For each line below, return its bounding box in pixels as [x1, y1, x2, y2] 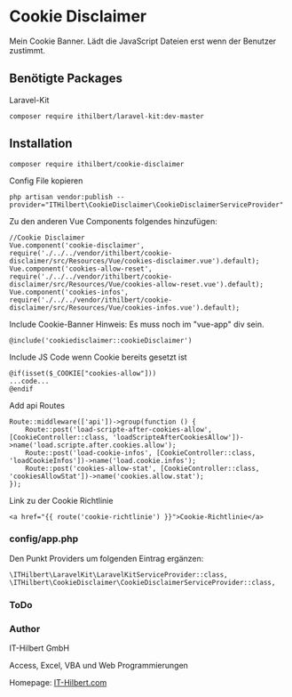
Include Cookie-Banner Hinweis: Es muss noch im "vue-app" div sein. [9, 319, 264, 329]
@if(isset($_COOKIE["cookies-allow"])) [9, 369, 157, 377]
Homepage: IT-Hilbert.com [9, 677, 107, 688]
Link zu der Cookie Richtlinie [9, 495, 114, 506]
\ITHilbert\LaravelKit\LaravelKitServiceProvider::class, [9, 570, 228, 579]
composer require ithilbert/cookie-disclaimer [9, 159, 185, 168]
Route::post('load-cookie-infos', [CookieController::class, [25, 448, 256, 458]
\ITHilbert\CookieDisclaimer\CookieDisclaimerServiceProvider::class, [9, 578, 276, 587]
